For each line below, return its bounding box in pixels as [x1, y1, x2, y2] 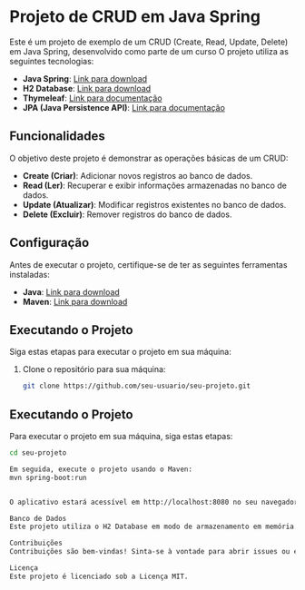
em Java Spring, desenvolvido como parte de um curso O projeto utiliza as [9, 45, 289, 56]
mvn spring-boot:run [9, 473, 88, 482]
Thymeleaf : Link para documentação [22, 93, 162, 103]
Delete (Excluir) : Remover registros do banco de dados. [22, 209, 232, 220]
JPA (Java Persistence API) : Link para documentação [22, 102, 225, 113]
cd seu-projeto [9, 448, 67, 457]
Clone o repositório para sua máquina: [22, 364, 166, 375]
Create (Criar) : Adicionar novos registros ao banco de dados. [22, 170, 253, 181]
